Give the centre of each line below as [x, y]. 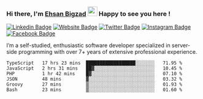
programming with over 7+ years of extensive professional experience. [108, 52]
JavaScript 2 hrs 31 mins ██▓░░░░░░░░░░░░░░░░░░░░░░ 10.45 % [94, 68]
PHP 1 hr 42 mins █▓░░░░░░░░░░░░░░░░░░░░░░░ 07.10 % [94, 74]
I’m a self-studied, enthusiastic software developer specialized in [88, 45]
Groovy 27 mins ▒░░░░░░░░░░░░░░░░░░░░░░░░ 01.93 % [94, 85]
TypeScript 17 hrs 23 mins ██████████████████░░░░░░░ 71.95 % [94, 63]
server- [181, 45]
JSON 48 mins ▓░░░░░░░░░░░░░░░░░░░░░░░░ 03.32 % [94, 79]
